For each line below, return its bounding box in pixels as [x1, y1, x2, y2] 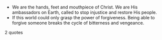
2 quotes [5, 30, 23, 35]
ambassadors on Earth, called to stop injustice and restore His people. [12, 9, 157, 15]
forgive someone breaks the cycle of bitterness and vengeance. [12, 20, 144, 26]
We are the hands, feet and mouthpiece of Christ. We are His [12, 4, 138, 10]
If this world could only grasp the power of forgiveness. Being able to [12, 15, 155, 20]
